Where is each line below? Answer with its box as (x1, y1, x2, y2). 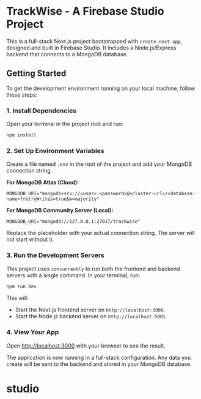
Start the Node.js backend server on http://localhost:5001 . (15, 313, 167, 320)
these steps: (6, 91, 38, 99)
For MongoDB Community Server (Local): (6, 207, 114, 214)
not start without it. (6, 236, 54, 243)
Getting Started (6, 69, 67, 79)
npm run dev (6, 283, 37, 289)
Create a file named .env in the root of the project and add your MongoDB (6, 160, 192, 168)
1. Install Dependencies (6, 106, 77, 114)
